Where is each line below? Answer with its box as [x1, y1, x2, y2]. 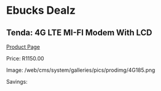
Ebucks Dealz [6, 4, 76, 17]
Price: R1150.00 [6, 55, 44, 62]
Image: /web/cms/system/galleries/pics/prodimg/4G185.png [6, 66, 156, 74]
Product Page [6, 43, 40, 50]
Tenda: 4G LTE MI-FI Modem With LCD [6, 28, 153, 38]
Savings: [6, 78, 28, 85]
